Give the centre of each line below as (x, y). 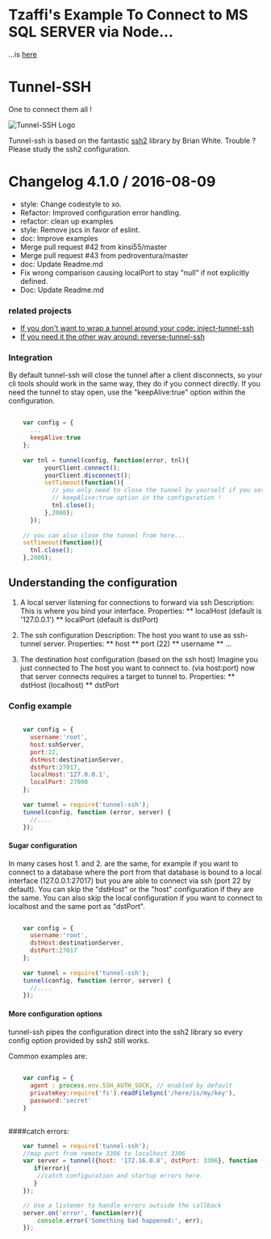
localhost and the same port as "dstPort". (77, 906)
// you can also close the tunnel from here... (104, 535)
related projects (40, 311)
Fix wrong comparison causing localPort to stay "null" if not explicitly (135, 273)
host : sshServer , (57, 745)
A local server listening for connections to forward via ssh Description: (137, 602)
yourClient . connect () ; (82, 468)
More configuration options (55, 1013)
